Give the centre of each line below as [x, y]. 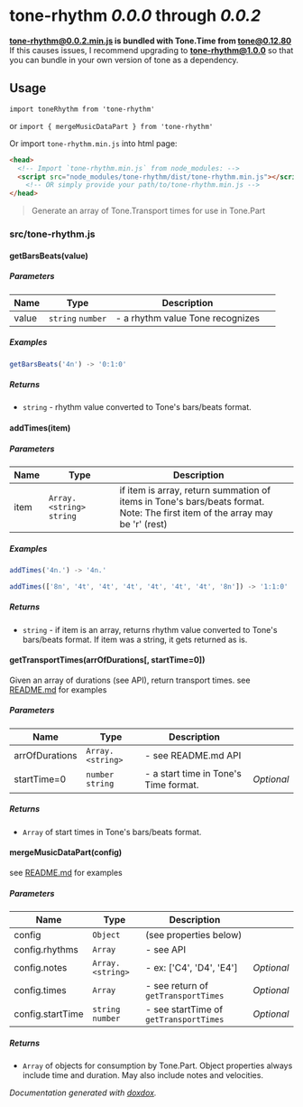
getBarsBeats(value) [49, 256]
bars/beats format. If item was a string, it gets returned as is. [135, 639]
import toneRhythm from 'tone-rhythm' [82, 109]
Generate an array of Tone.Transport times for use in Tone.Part [148, 211]
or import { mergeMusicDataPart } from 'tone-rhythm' [111, 126]
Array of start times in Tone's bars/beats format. [112, 832]
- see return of [177, 985]
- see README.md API [193, 755]
